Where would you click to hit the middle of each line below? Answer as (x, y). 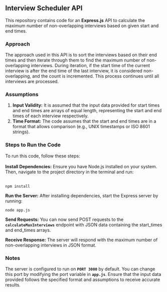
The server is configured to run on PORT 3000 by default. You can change (80, 269)
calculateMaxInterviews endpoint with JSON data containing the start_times (84, 224)
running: (14, 201)
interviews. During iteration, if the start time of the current (91, 66)
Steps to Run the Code (33, 145)
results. (13, 285)
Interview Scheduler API (44, 8)
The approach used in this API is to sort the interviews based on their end (81, 55)
